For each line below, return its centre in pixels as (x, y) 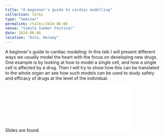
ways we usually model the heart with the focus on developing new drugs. (82, 57)
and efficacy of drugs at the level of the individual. (57, 78)
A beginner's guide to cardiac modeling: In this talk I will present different (80, 52)
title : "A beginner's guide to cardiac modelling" (59, 10)
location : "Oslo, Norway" (32, 38)
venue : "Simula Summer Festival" (40, 28)
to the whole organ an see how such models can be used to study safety (80, 73)
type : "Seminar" (22, 19)
